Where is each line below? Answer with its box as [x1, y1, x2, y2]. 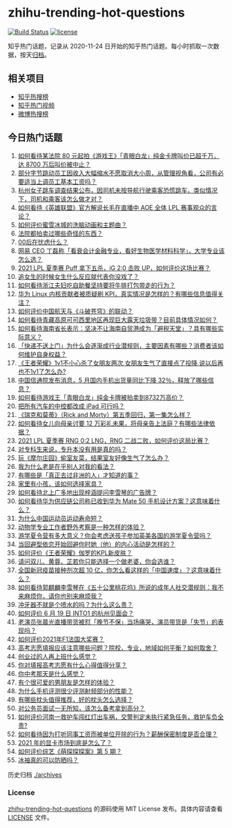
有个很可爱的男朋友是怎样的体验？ [17, 678, 115, 686]
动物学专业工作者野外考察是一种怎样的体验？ [17, 523, 146, 531]
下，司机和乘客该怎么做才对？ [17, 195, 103, 203]
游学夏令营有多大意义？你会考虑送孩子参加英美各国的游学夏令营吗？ [17, 531, 212, 539]
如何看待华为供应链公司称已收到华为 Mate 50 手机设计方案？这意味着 [17, 497, 215, 505]
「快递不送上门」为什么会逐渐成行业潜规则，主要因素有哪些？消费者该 [17, 341, 218, 349]
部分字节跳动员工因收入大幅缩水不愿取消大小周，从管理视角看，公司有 [17, 169, 218, 177]
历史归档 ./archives [8, 770, 62, 778]
